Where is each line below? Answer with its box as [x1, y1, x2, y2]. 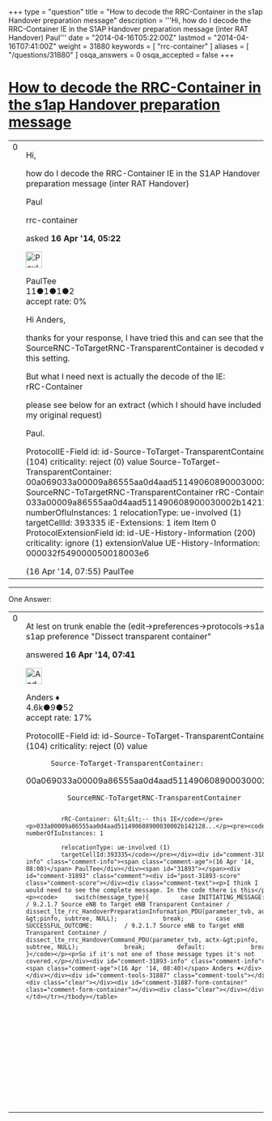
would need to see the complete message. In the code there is [25, 885, 237, 894]
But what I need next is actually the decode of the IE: [25, 370, 226, 382]
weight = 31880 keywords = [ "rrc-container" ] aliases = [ [57, 41, 249, 51]
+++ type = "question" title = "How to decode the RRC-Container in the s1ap [8, 7, 263, 16]
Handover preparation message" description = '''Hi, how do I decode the [8, 15, 252, 25]
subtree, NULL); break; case [64, 914, 231, 923]
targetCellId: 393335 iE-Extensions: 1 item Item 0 [25, 517, 217, 528]
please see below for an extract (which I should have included [25, 399, 261, 410]
